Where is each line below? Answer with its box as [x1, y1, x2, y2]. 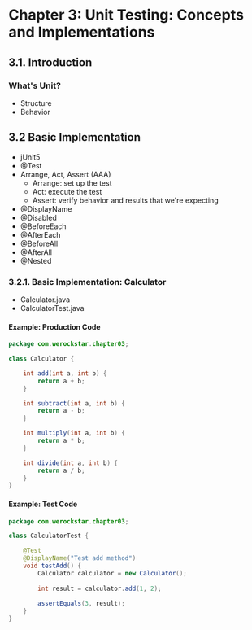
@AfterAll [20, 247, 53, 257]
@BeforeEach [20, 221, 67, 231]
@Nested [20, 256, 52, 265]
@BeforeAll [20, 238, 59, 248]
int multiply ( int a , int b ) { [23, 429, 126, 437]
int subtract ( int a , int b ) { [23, 399, 126, 408]
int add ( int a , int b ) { [23, 369, 107, 378]
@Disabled [20, 212, 57, 222]
